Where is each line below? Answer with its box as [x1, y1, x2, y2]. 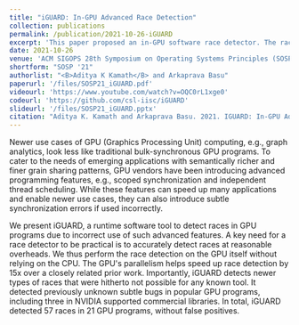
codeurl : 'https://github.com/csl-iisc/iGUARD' [9, 95, 190, 105]
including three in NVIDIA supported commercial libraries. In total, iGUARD [9, 296, 282, 307]
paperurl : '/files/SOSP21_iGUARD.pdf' [9, 79, 153, 88]
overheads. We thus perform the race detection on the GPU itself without [9, 248, 278, 259]
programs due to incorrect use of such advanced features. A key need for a [9, 230, 287, 240]
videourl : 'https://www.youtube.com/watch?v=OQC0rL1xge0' [9, 87, 229, 96]
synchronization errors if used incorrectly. [9, 203, 163, 214]
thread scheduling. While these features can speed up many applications [9, 184, 278, 195]
